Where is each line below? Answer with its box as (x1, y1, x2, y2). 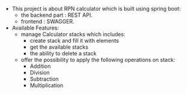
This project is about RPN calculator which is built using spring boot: (11, 5, 181, 12)
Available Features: (11, 24, 59, 31)
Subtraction (29, 75, 59, 82)
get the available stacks (29, 43, 89, 51)
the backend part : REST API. (20, 11, 93, 19)
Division (29, 69, 50, 76)
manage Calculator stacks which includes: (20, 31, 126, 38)
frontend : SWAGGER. (20, 18, 75, 25)
